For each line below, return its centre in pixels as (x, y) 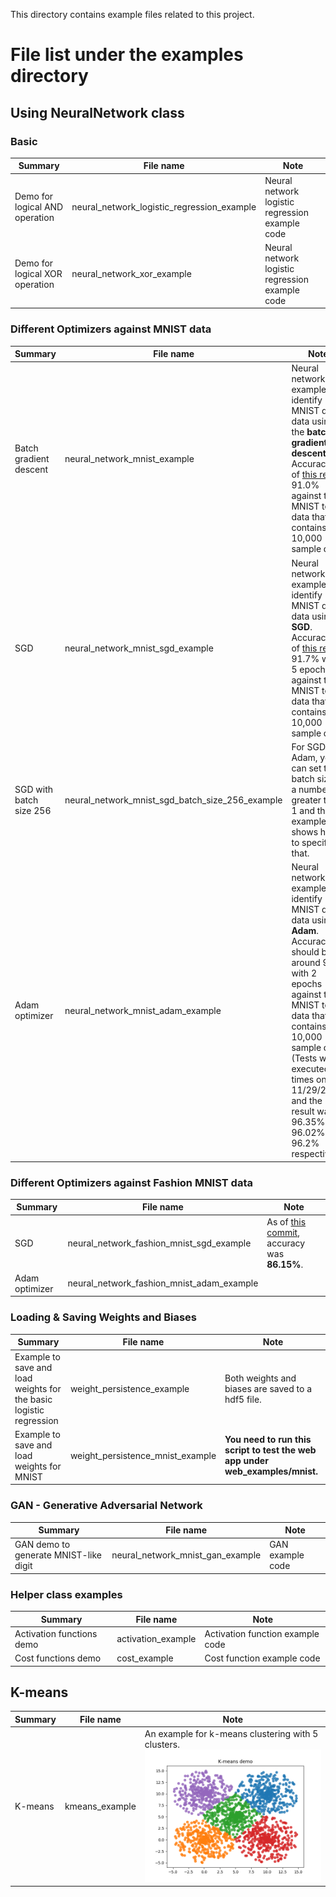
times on (309, 1080)
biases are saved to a (268, 1388)
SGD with (33, 789)
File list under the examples (127, 55)
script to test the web (270, 1450)
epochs (307, 984)
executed (310, 1069)
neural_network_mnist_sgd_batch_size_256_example (173, 800)
